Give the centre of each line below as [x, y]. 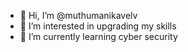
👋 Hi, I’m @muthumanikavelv [78, 15]
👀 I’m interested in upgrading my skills [98, 26]
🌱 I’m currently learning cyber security [98, 36]
